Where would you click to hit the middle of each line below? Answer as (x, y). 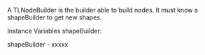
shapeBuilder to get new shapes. (55, 17)
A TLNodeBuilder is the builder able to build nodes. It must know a (102, 10)
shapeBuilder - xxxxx (38, 44)
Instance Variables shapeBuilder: (55, 31)
